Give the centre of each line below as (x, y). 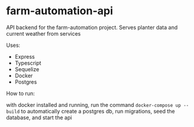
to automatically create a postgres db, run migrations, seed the (98, 111)
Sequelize (27, 69)
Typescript (28, 63)
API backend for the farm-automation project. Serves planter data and (92, 27)
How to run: (21, 93)
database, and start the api (39, 118)
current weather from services (44, 33)
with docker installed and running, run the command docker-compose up (94, 104)
